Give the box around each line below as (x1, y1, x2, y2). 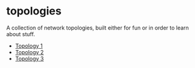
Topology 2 (15, 48, 44, 55)
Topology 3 (15, 55, 44, 62)
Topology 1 (15, 42, 43, 49)
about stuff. (6, 30, 35, 37)
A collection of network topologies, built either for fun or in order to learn (6, 24, 189, 31)
